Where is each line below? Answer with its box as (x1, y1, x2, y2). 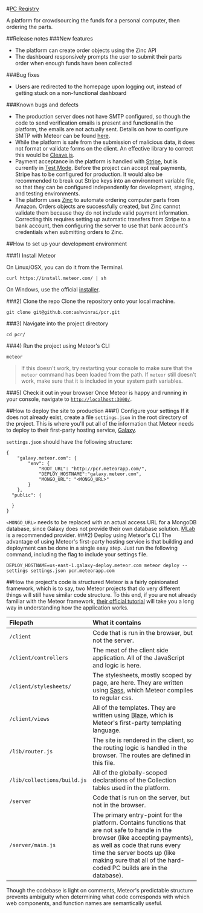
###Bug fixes (6, 71, 40, 78)
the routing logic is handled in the (92, 744, 187, 752)
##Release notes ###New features (6, 35, 94, 42)
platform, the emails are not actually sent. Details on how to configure (14, 126, 188, 132)
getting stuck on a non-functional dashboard (14, 89, 127, 96)
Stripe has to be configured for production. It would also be (14, 171, 163, 178)
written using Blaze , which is (92, 711, 174, 719)
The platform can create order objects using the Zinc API (14, 47, 157, 54)
